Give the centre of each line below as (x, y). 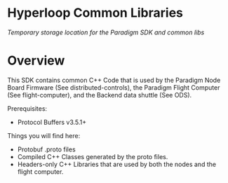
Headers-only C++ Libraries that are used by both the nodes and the (116, 164)
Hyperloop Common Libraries (95, 13)
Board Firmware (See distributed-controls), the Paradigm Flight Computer (114, 87)
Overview (36, 61)
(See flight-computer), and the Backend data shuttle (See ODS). (100, 95)
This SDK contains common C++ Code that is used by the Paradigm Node (114, 80)
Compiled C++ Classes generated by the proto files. (93, 156)
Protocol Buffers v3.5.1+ (52, 122)
